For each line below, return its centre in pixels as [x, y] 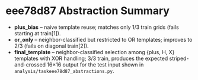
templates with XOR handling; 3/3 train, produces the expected [91, 58]
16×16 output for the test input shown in [95, 64]
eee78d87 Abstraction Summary [88, 11]
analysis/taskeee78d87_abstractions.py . [64, 71]
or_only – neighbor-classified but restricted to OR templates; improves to [103, 39]
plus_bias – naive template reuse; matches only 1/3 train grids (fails [96, 27]
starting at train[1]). [37, 33]
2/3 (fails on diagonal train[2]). [52, 46]
